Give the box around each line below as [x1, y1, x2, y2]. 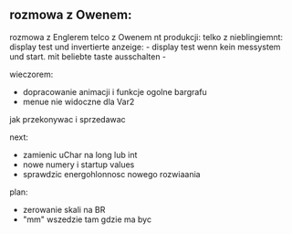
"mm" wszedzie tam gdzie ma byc [22, 214, 152, 225]
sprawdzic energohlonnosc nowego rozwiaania [22, 168, 201, 179]
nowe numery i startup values [22, 159, 135, 170]
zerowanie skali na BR [22, 204, 106, 215]
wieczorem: [9, 69, 54, 80]
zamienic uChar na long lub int [22, 149, 138, 160]
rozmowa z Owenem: [9, 7, 132, 23]
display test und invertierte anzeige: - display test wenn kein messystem [9, 41, 281, 52]
